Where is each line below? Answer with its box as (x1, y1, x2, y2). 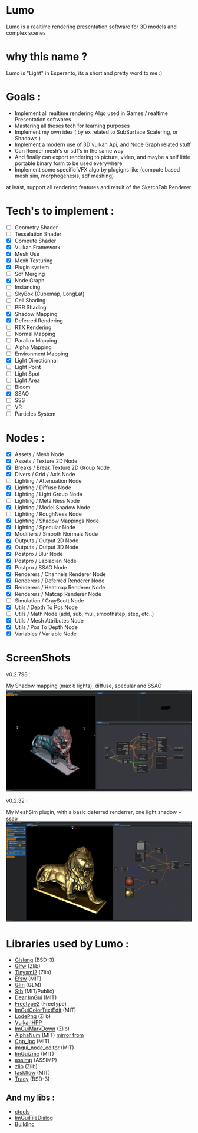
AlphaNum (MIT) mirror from (14, 1032, 84, 1039)
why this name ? (6, 50, 88, 64)
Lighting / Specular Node (14, 524, 75, 531)
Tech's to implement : (6, 205, 114, 218)
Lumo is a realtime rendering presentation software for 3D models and (6, 23, 177, 30)
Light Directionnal (14, 357, 58, 364)
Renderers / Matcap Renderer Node (14, 590, 102, 597)
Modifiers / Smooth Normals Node (14, 531, 98, 538)
